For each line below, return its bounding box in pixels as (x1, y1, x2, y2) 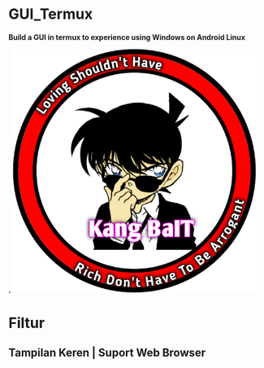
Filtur (8, 313, 45, 332)
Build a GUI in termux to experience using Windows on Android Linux (8, 32, 246, 42)
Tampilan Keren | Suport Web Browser (8, 346, 206, 360)
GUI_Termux (8, 5, 93, 24)
